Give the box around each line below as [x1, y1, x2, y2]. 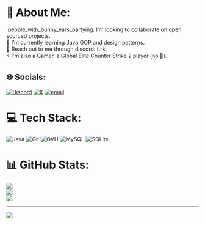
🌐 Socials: [6, 72, 46, 83]
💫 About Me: [6, 6, 71, 20]
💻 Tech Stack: [6, 111, 82, 125]
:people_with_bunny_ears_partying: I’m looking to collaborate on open [6, 26, 182, 33]
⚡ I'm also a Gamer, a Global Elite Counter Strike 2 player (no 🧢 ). [6, 52, 167, 59]
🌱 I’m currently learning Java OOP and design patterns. [6, 39, 145, 46]
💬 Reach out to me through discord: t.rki [6, 45, 107, 53]
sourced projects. [6, 32, 51, 39]
